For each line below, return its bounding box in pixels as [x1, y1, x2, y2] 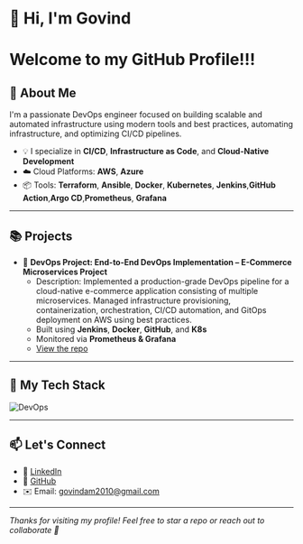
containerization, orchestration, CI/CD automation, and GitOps [35, 305, 267, 315]
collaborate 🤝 [9, 524, 60, 535]
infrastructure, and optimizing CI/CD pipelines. [9, 128, 182, 139]
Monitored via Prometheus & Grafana [35, 334, 177, 344]
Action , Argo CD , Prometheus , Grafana [22, 193, 167, 204]
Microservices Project [22, 266, 108, 277]
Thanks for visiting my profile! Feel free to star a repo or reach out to [9, 514, 265, 526]
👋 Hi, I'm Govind [9, 8, 132, 29]
